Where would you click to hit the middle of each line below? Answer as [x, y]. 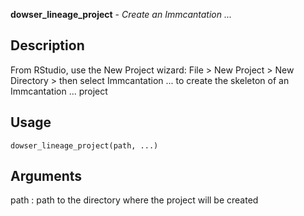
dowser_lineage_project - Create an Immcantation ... [121, 14]
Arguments [46, 176]
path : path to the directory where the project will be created [134, 200]
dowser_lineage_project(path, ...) [84, 145]
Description [47, 45]
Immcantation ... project [59, 91]
